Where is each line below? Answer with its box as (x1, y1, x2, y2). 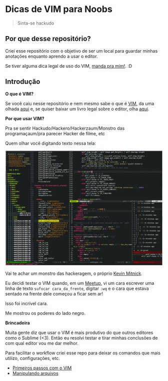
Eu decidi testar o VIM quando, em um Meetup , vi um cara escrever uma (5, 280, 154, 286)
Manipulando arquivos (12, 370, 58, 376)
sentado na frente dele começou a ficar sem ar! (5, 291, 103, 297)
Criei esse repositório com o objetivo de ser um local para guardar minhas (5, 48, 158, 54)
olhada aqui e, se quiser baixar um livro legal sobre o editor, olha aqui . (5, 106, 149, 112)
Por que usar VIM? (5, 115, 44, 121)
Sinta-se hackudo (17, 20, 54, 26)
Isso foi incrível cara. (5, 300, 48, 306)
